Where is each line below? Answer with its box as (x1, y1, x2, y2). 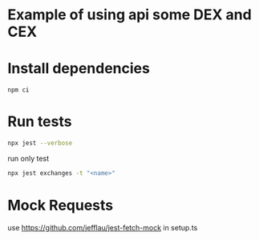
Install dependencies (7, 59, 150, 78)
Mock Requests (7, 197, 114, 214)
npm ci (7, 86, 30, 94)
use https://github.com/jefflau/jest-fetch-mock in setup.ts (7, 222, 198, 232)
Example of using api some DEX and (7, 6, 252, 24)
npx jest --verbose (7, 139, 73, 148)
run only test (7, 153, 50, 163)
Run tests (7, 112, 72, 131)
